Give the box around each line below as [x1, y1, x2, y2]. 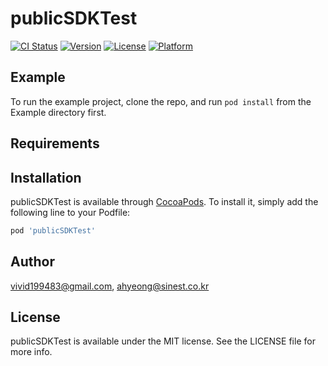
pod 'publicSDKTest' [10, 225, 97, 236]
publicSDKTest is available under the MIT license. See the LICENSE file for [10, 335, 316, 347]
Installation [10, 169, 82, 186]
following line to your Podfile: [10, 206, 131, 218]
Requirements [10, 135, 100, 152]
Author [10, 253, 55, 271]
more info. [10, 346, 53, 358]
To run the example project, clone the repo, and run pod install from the [10, 95, 312, 107]
